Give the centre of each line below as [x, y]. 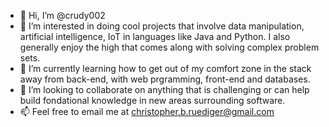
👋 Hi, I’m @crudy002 [62, 15]
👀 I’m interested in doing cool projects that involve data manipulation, [162, 26]
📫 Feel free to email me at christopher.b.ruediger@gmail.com [147, 111]
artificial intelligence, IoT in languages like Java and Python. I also [155, 36]
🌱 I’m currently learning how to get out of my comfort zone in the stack [165, 68]
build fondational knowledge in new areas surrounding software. [152, 100]
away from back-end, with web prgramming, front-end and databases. [165, 79]
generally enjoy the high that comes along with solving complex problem [169, 47]
